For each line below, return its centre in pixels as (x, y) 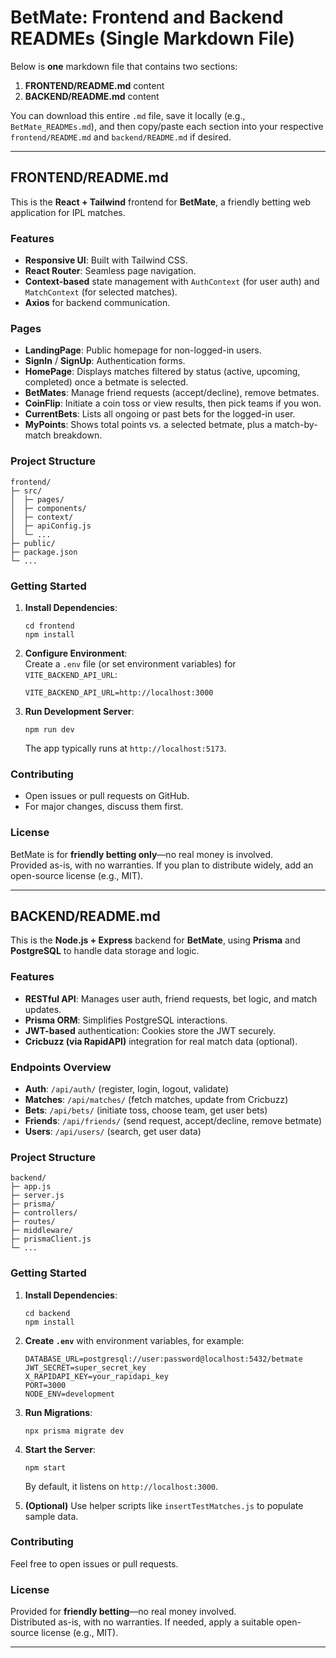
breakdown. (78, 435)
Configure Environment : (76, 653)
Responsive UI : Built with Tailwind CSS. (106, 260)
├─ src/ (26, 491)
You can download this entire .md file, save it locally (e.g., (128, 115)
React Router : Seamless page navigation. (110, 271)
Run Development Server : (79, 711)
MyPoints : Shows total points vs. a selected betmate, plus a (148, 425)
